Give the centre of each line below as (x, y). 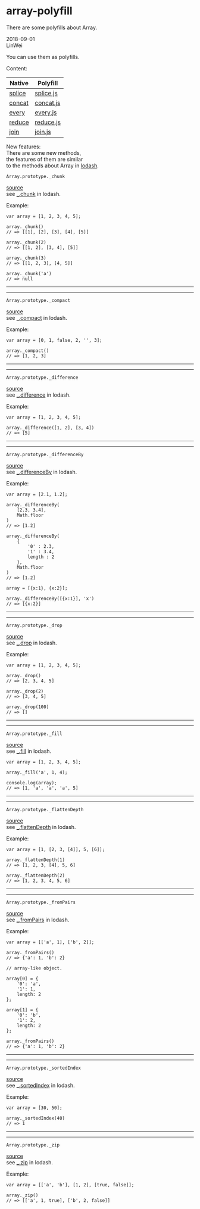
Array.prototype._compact (38, 300)
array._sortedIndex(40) (36, 1118)
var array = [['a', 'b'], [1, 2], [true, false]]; (70, 1185)
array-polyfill (39, 11)
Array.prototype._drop (34, 625)
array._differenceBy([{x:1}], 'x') (50, 599)
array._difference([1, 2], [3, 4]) (50, 428)
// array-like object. (34, 968)
